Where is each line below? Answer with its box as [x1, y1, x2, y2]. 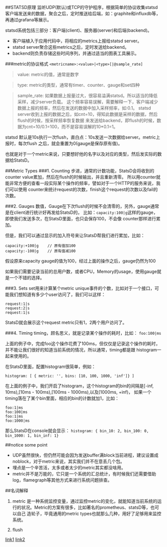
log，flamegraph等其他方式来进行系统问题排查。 [12, 477, 112, 483]
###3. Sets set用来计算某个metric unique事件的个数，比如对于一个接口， [5, 285, 155, 291]
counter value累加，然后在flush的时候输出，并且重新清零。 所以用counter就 [5, 174, 161, 180]
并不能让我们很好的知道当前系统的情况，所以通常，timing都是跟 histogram [5, 347, 158, 353]
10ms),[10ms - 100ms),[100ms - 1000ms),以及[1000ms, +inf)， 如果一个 [5, 389, 152, 395]
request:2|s [5, 306, 30, 311]
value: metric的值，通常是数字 [17, 72, 80, 77]
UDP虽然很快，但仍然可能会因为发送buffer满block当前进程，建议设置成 [12, 452, 159, 458]
